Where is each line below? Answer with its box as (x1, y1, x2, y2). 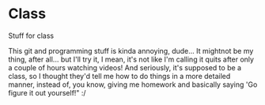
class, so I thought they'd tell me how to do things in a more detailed (8, 71, 231, 81)
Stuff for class (8, 31, 54, 40)
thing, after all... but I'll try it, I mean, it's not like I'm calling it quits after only (8, 54, 255, 64)
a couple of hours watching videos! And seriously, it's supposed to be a (8, 62, 242, 72)
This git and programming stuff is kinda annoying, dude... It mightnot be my (8, 46, 254, 55)
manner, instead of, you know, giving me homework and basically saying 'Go (8, 80, 258, 89)
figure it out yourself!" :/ (8, 88, 86, 97)
